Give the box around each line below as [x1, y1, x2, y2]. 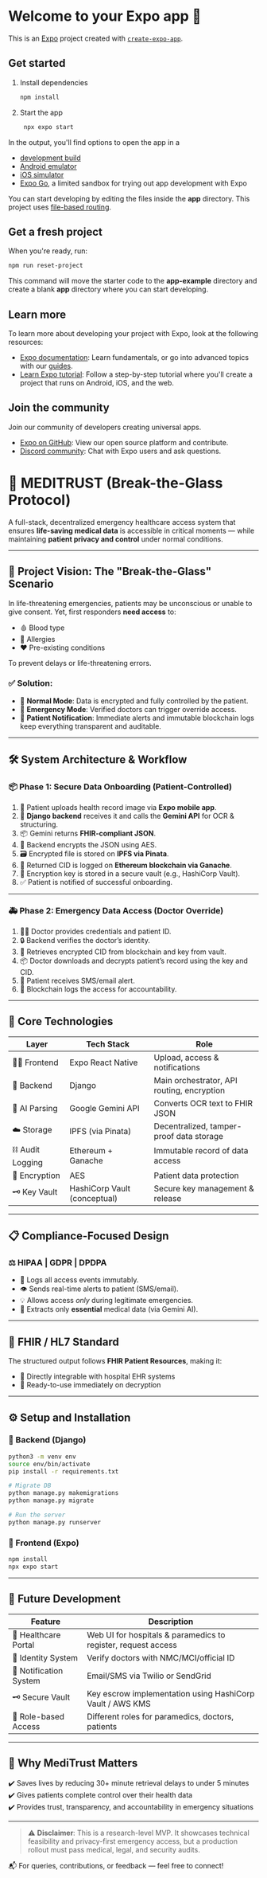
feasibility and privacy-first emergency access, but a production [27, 1836, 238, 1846]
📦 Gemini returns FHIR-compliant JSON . [19, 828, 157, 838]
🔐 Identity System [12, 1652, 78, 1663]
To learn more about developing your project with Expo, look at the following [8, 329, 258, 338]
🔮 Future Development [8, 1592, 121, 1606]
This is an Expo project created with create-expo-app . [8, 33, 184, 43]
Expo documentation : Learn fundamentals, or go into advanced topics [19, 353, 249, 362]
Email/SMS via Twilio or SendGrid [87, 1670, 212, 1681]
